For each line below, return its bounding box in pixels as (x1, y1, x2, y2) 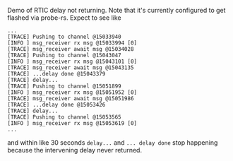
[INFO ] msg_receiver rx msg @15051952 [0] (7, 89, 138, 96)
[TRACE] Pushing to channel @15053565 (7, 114, 121, 121)
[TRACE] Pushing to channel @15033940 (7, 33, 121, 40)
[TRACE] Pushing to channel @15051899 (7, 83, 121, 90)
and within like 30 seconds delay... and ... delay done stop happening (7, 138, 218, 147)
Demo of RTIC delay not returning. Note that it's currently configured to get (7, 6, 226, 14)
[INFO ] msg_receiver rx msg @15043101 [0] (7, 58, 138, 65)
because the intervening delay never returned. (7, 146, 143, 154)
